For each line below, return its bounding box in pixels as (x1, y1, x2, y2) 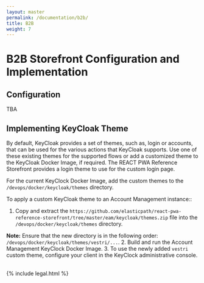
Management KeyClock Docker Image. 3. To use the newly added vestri (6, 245, 189, 253)
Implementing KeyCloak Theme (6, 123, 128, 134)
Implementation (6, 65, 88, 79)
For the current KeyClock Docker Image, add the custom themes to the (6, 177, 184, 185)
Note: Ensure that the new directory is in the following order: (6, 232, 158, 240)
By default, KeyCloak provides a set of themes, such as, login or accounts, (6, 140, 193, 147)
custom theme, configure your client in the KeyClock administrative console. (6, 251, 198, 259)
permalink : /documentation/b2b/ (6, 15, 88, 21)
